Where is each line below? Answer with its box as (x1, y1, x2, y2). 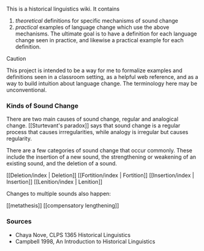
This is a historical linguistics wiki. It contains (6, 6, 120, 12)
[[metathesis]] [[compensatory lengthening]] (6, 202, 119, 209)
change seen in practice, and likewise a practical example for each (15, 37, 184, 43)
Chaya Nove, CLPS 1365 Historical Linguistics (15, 231, 130, 238)
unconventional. (6, 86, 47, 94)
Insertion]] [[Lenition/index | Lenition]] (6, 178, 103, 185)
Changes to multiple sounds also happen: (6, 190, 111, 198)
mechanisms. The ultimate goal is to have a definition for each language (15, 30, 197, 37)
